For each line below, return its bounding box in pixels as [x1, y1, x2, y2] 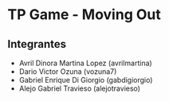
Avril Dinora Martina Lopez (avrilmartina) [18, 58, 152, 68]
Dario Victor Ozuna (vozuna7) [18, 67, 117, 76]
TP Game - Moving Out [7, 6, 161, 24]
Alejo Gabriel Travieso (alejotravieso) [18, 84, 141, 93]
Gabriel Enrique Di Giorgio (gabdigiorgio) [18, 76, 153, 84]
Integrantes [7, 37, 67, 51]
